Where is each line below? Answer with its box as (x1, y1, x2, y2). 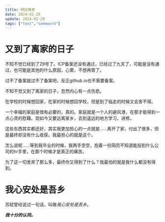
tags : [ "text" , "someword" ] (5, 21, 60, 26)
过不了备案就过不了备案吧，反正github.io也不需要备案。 (5, 77, 118, 84)
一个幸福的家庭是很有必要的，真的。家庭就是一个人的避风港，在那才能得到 (5, 109, 156, 115)
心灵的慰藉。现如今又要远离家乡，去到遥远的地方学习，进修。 (9, 115, 134, 121)
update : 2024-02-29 (5, 16, 45, 21)
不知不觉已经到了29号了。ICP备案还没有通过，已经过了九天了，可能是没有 (5, 61, 156, 67)
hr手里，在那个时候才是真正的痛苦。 (13, 148, 87, 154)
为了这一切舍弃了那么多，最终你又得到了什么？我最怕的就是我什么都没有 (5, 159, 151, 165)
